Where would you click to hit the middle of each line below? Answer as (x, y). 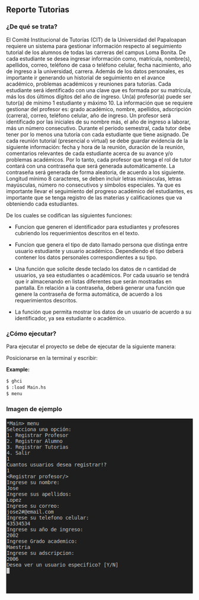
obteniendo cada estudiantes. (42, 204)
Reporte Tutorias (38, 10)
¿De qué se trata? (32, 27)
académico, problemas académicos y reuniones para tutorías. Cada (89, 84)
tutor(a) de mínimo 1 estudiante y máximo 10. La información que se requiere (99, 103)
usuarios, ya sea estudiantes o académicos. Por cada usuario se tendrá (102, 275)
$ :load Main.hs (26, 387)
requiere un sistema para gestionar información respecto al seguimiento (94, 46)
